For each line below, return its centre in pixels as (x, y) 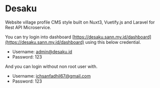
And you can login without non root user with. (51, 66)
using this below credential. (113, 42)
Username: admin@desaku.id (42, 52)
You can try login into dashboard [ (40, 37)
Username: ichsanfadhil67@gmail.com (51, 76)
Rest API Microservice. (28, 27)
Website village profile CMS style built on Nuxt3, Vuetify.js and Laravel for (80, 22)
